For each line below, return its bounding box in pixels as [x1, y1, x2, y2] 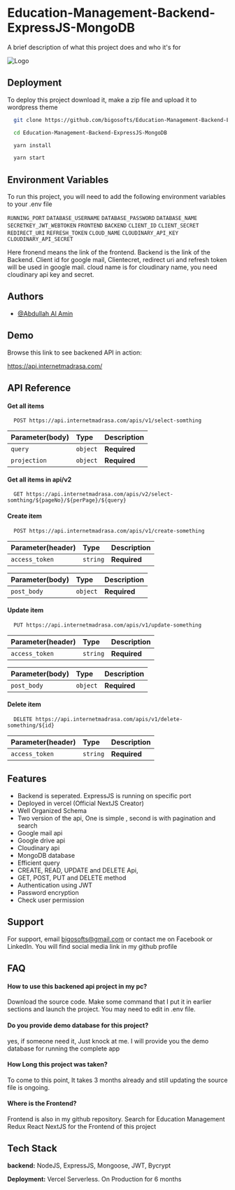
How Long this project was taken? [7, 1060, 108, 1069]
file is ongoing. [7, 1083, 50, 1091]
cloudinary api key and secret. [7, 271, 94, 279]
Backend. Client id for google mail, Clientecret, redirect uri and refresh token [7, 256, 227, 264]
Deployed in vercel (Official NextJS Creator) [17, 799, 145, 807]
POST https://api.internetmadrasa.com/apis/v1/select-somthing [13, 417, 201, 425]
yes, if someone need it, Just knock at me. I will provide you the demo [7, 1037, 209, 1045]
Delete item [7, 700, 42, 709]
